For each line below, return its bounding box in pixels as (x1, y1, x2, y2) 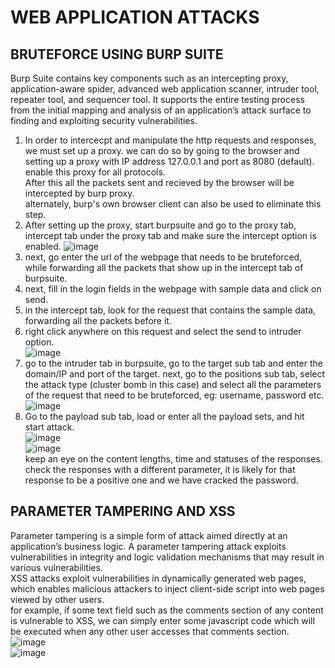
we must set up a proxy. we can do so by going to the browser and (24, 145, 300, 156)
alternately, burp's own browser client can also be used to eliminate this (24, 198, 322, 210)
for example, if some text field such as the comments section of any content (10, 604, 324, 616)
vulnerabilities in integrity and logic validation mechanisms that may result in (10, 551, 325, 563)
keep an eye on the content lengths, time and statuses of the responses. (24, 453, 323, 465)
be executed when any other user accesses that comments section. (10, 625, 290, 637)
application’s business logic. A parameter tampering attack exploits (10, 540, 287, 552)
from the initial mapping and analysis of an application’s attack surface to (10, 104, 312, 116)
